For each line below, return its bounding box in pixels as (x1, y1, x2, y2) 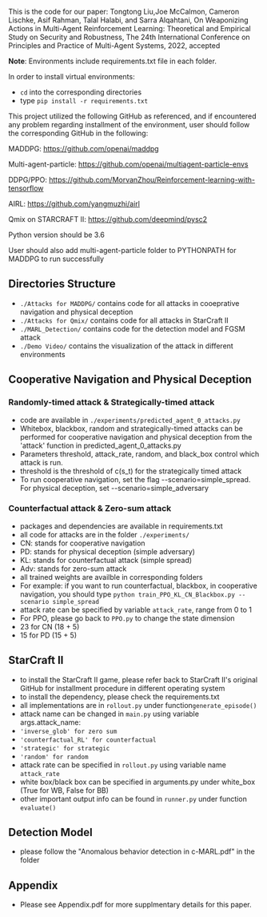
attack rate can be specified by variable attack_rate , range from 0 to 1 (19, 605, 253, 614)
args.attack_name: (19, 717, 82, 727)
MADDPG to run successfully (8, 254, 105, 263)
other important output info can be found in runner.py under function (19, 794, 248, 803)
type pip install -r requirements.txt (19, 96, 149, 105)
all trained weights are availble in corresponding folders (19, 572, 203, 581)
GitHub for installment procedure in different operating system (19, 683, 225, 693)
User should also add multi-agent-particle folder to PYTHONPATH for (8, 246, 237, 255)
